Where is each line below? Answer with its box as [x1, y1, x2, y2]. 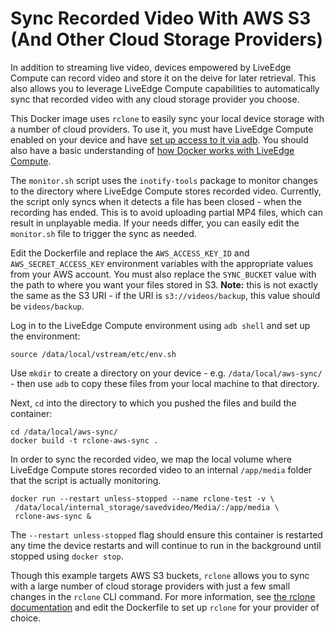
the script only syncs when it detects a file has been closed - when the [10, 195, 302, 207]
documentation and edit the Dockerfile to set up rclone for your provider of [10, 601, 320, 613]
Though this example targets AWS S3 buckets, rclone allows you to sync [10, 569, 310, 581]
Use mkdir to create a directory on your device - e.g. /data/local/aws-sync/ [10, 367, 323, 379]
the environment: [10, 330, 81, 342]
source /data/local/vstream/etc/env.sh [10, 349, 177, 359]
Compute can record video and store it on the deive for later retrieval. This [10, 72, 317, 84]
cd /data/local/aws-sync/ [10, 427, 118, 437]
